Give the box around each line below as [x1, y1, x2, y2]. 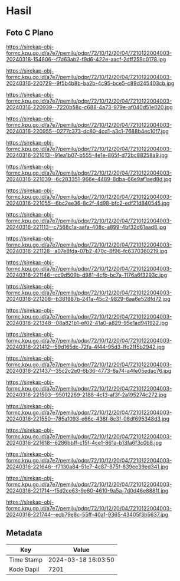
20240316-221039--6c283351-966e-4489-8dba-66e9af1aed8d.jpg [6, 176, 172, 182]
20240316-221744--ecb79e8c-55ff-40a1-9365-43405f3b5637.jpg [6, 511, 169, 518]
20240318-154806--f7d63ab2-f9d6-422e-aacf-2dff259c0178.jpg [6, 56, 166, 63]
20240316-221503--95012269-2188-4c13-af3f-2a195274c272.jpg [6, 391, 167, 398]
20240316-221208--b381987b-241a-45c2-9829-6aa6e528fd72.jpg [6, 296, 171, 302]
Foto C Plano [6, 28, 54, 38]
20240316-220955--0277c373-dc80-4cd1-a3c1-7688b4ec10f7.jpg [6, 128, 169, 134]
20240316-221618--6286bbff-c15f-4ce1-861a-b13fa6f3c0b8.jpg [6, 439, 162, 446]
